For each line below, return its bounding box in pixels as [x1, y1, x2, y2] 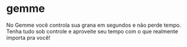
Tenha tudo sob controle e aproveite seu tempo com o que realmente [6, 27, 179, 35]
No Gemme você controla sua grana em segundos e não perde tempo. [6, 21, 182, 29]
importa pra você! [6, 34, 51, 41]
